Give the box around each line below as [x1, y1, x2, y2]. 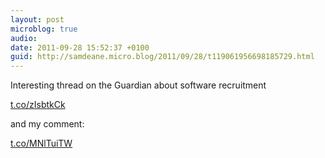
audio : [10, 33, 38, 43]
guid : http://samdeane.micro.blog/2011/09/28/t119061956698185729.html [10, 52, 315, 62]
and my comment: [10, 118, 85, 130]
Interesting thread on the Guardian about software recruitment [10, 79, 267, 91]
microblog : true [10, 24, 78, 34]
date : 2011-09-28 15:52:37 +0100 [10, 42, 150, 53]
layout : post [10, 14, 65, 25]
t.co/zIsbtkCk [10, 99, 66, 111]
